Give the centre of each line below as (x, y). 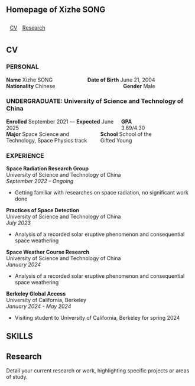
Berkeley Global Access (36, 294)
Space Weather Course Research (48, 252)
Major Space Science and (38, 134)
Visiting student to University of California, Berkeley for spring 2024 (97, 318)
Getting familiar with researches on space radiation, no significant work (102, 193)
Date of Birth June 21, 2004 (121, 80)
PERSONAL (23, 67)
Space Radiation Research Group (48, 168)
